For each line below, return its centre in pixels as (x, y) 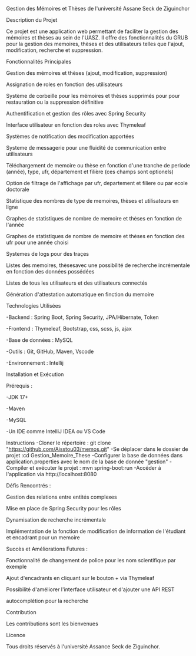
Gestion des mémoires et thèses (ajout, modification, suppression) (87, 73)
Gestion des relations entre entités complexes (62, 497)
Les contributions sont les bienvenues (52, 624)
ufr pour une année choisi (37, 242)
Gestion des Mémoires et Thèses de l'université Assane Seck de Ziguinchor (98, 9)
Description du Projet (32, 20)
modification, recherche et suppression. (54, 50)
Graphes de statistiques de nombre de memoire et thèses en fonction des (95, 236)
